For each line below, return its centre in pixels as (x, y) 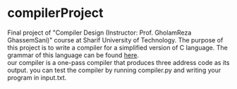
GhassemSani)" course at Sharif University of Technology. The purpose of (115, 40)
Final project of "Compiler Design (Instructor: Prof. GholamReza (99, 32)
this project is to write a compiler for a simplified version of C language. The (117, 47)
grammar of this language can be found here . (73, 55)
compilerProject (55, 13)
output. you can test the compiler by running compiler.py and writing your (114, 70)
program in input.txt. (37, 77)
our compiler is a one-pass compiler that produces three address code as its (119, 62)
